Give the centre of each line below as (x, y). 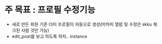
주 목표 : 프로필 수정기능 (50, 10)
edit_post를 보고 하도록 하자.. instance (49, 36)
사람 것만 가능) (35, 30)
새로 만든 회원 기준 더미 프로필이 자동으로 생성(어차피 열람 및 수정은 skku (82, 24)
